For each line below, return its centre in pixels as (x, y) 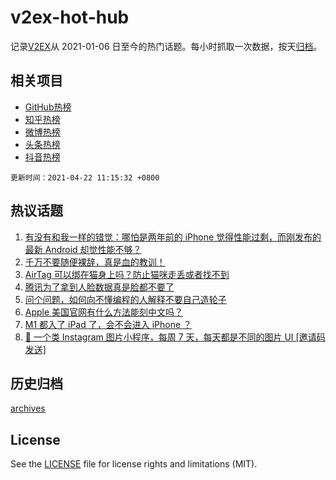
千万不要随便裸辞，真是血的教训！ (95, 262)
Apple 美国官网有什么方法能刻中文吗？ (104, 312)
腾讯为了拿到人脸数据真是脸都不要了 (99, 287)
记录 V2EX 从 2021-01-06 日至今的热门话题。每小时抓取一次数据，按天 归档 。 (166, 46)
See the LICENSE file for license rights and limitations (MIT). (134, 464)
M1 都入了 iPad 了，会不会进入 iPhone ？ (108, 324)
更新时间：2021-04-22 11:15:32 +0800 (85, 177)
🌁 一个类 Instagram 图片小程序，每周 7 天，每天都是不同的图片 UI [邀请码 (175, 337)
